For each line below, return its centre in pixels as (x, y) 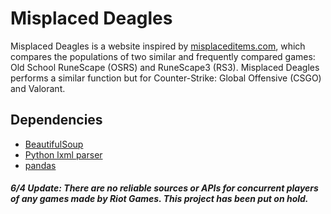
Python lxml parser (63, 154)
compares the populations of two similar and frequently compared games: (163, 56)
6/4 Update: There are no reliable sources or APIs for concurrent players (164, 188)
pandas (40, 165)
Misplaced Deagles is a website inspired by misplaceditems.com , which (158, 46)
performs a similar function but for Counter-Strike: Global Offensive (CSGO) (166, 78)
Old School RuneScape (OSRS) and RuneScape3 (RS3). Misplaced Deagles (165, 67)
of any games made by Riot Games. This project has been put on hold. (159, 199)
